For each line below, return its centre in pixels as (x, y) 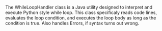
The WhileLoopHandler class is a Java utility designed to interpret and (79, 7)
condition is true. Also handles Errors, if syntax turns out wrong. (72, 23)
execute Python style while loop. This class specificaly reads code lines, (81, 12)
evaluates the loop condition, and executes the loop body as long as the (81, 18)
